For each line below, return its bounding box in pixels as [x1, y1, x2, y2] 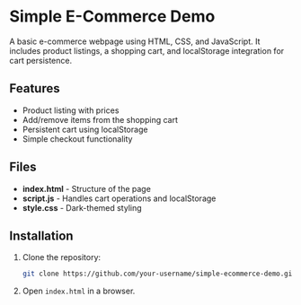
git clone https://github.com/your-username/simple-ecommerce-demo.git [22, 269, 297, 279]
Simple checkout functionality [22, 133, 133, 144]
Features [9, 81, 60, 96]
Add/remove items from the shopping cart [22, 114, 178, 125]
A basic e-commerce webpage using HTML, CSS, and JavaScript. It [9, 36, 261, 47]
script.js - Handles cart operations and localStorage [22, 193, 217, 204]
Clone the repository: [22, 252, 102, 263]
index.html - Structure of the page [22, 183, 151, 194]
